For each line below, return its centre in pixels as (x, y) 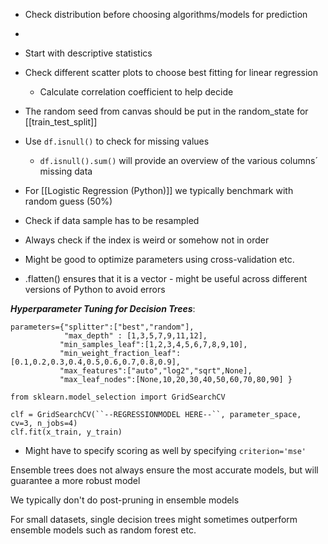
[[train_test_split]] (61, 122)
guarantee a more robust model (75, 480)
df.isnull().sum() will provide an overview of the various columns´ (178, 160)
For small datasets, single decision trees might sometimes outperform (154, 519)
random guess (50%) (68, 201)
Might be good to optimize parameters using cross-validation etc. (159, 259)
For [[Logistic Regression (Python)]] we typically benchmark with (159, 190)
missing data (66, 171)
